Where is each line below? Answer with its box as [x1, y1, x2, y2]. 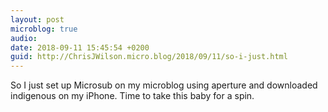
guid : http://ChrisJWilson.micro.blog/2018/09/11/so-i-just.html [10, 52, 288, 62]
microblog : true [10, 24, 78, 34]
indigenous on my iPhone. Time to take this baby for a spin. [10, 90, 255, 102]
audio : [10, 33, 38, 43]
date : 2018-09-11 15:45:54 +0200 [10, 42, 150, 53]
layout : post [10, 14, 65, 25]
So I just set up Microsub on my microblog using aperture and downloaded [10, 79, 318, 91]
